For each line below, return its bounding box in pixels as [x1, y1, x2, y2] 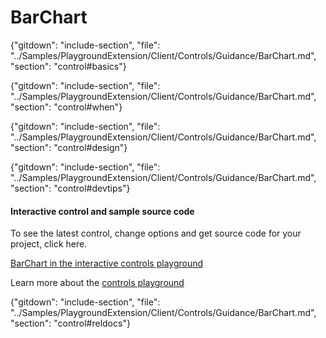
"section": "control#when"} [10, 101, 123, 113]
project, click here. [10, 238, 88, 250]
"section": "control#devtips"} [10, 182, 131, 194]
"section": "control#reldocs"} [10, 317, 131, 330]
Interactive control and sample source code [10, 205, 195, 217]
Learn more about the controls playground [10, 277, 185, 289]
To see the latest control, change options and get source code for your [10, 227, 302, 240]
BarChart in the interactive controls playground [10, 257, 204, 270]
